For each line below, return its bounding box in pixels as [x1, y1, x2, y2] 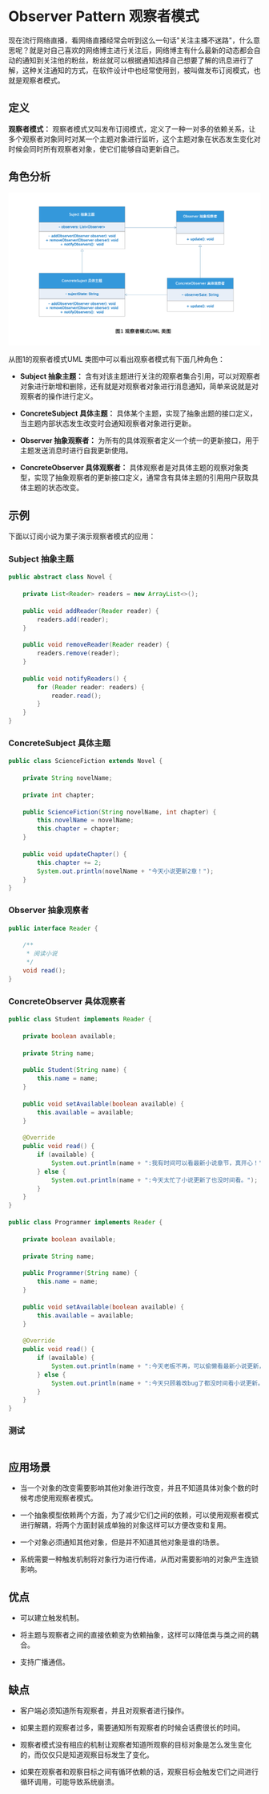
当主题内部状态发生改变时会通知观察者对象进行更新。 [19, 419, 196, 428]
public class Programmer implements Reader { [8, 1219, 163, 1227]
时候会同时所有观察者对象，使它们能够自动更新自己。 [8, 144, 184, 153]
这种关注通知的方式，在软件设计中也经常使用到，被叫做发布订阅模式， [22, 65, 254, 75]
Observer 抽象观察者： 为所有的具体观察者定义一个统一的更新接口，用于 [19, 436, 259, 445]
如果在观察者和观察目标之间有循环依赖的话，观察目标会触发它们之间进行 [19, 1767, 259, 1776]
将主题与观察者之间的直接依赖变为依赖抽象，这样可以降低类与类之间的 [19, 1630, 252, 1640]
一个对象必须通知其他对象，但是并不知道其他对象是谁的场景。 [19, 1537, 224, 1547]
